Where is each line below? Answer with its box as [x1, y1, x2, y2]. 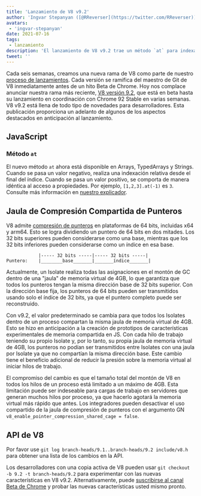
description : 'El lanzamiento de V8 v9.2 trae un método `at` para [6, 48, 178, 54]
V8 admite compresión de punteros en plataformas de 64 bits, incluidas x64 [6, 222, 194, 229]
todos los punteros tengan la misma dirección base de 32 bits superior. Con [6, 281, 193, 288]
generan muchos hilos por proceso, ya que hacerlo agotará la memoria [6, 394, 181, 401]
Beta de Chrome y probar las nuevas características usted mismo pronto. [6, 483, 187, 490]
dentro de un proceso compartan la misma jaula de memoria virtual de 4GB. [6, 318, 193, 325]
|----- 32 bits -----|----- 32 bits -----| [38, 253, 148, 259]
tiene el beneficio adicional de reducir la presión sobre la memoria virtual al [6, 356, 191, 364]
